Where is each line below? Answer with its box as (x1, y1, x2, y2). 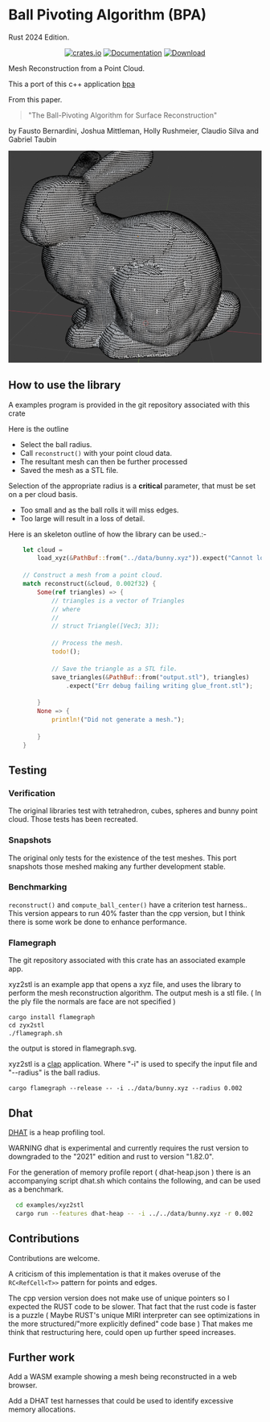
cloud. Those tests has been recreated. (8, 815, 138, 824)
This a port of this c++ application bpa (8, 79, 135, 89)
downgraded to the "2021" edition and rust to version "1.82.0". (8, 1151, 215, 1161)
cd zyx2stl (8, 1022, 45, 1030)
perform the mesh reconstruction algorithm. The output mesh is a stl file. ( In (8, 989, 262, 998)
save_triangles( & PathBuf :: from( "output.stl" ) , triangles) (51, 673, 250, 682)
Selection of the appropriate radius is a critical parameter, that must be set (8, 481, 256, 491)
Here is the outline (8, 424, 69, 433)
